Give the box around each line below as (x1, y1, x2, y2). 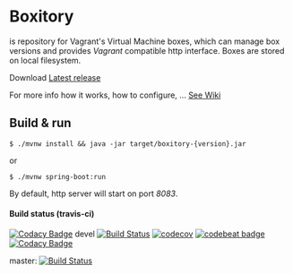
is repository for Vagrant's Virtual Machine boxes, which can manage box (9, 36, 280, 47)
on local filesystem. (9, 55, 82, 65)
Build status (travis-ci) (9, 209, 95, 219)
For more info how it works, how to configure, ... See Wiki (9, 90, 221, 100)
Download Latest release (9, 72, 101, 82)
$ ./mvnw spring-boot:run (9, 172, 106, 181)
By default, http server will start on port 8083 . (9, 188, 178, 199)
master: (9, 255, 38, 266)
